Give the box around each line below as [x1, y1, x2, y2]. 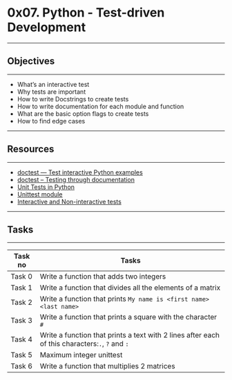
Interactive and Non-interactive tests [17, 197, 122, 206]
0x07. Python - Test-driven [7, 5, 165, 21]
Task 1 [10, 283, 33, 292]
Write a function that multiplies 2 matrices [39, 361, 175, 371]
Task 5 [10, 350, 33, 360]
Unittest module [17, 190, 64, 198]
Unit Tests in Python [17, 183, 75, 191]
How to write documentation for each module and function [17, 102, 184, 110]
